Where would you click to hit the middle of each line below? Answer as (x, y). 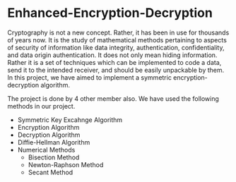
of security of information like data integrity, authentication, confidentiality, (116, 47)
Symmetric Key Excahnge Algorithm (70, 120)
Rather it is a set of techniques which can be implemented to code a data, (114, 62)
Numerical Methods (46, 150)
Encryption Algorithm (48, 127)
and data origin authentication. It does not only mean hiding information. (112, 55)
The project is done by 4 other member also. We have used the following (113, 98)
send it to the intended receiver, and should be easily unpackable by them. (116, 70)
